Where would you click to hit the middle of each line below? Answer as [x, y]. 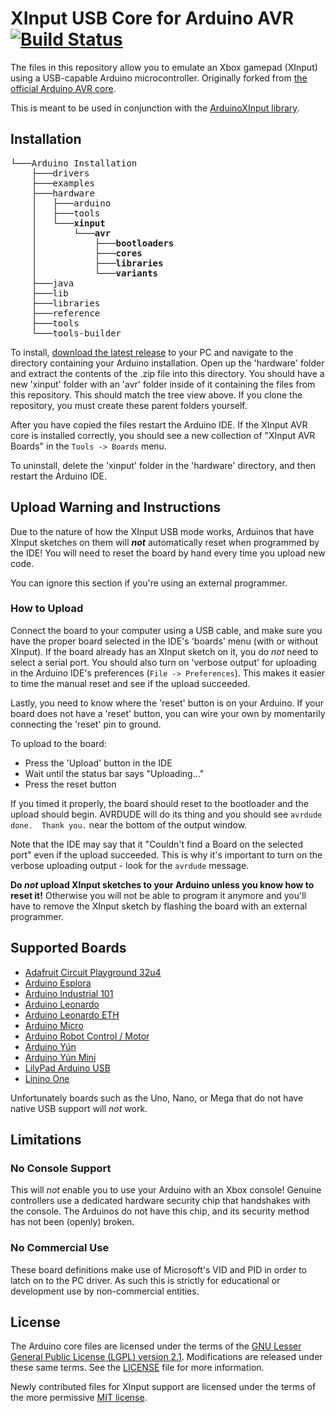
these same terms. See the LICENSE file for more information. [137, 1368]
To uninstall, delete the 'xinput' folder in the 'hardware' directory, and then [163, 465]
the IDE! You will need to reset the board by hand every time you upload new [168, 553]
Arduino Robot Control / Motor [87, 1036]
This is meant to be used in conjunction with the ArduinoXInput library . [155, 108]
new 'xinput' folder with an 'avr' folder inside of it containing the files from [163, 384]
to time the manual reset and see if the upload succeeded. [130, 683]
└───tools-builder [76, 333]
